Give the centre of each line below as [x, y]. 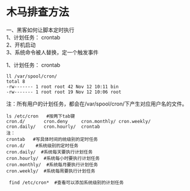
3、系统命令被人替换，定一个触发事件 [52, 52]
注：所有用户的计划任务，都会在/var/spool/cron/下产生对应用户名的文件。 [97, 104]
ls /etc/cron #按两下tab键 [41, 116]
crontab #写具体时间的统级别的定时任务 [52, 139]
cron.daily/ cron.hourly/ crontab [53, 127]
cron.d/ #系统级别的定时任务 [42, 146]
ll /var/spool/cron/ [32, 76]
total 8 [16, 81]
